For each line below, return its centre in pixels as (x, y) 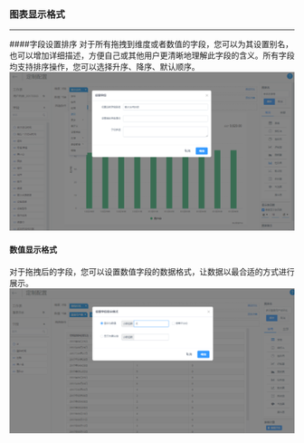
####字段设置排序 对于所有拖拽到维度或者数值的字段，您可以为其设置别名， (152, 44)
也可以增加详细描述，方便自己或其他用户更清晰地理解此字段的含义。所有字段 (152, 55)
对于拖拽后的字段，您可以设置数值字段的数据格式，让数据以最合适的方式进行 (152, 271)
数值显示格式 (33, 249)
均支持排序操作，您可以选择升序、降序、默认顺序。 (104, 67)
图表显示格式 (38, 14)
